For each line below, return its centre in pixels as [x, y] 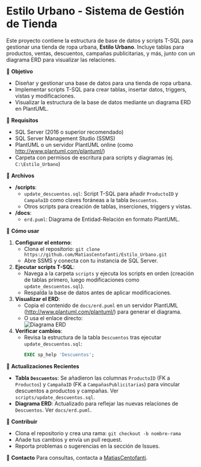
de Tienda [32, 24]
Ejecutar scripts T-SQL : [45, 267]
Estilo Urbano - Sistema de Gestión [95, 11]
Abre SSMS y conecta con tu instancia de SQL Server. [91, 261]
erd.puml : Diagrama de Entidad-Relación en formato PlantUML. [102, 219]
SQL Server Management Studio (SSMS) [65, 138]
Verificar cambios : [39, 331]
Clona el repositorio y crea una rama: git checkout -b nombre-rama [98, 433]
